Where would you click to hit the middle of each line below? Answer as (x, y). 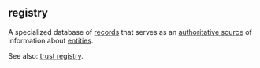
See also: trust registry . (46, 55)
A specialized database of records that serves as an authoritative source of (130, 32)
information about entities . (51, 40)
